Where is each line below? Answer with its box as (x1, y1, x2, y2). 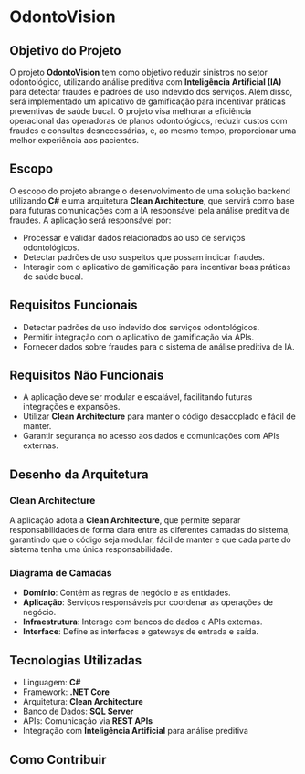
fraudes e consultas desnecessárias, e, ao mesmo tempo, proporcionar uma (9, 125, 297, 136)
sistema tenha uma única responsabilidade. (9, 544, 174, 555)
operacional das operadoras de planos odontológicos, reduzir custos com (9, 116, 288, 126)
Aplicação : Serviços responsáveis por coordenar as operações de (22, 597, 274, 608)
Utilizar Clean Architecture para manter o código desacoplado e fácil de (22, 411, 297, 422)
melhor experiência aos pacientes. (9, 135, 140, 145)
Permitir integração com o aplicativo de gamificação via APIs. (22, 331, 255, 342)
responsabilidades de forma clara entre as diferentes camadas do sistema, (9, 525, 290, 536)
